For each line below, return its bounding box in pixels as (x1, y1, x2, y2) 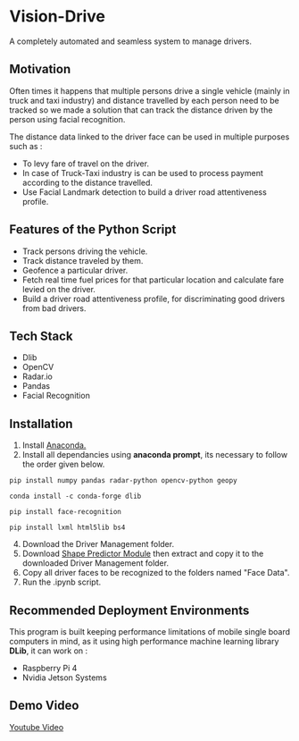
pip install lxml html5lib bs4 (9, 523, 126, 533)
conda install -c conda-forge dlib (9, 492, 142, 501)
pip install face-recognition (9, 508, 122, 517)
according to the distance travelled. (21, 177, 154, 188)
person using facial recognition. (9, 114, 126, 124)
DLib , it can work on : (9, 645, 88, 656)
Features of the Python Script (9, 222, 177, 238)
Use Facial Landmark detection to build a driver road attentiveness (21, 186, 268, 198)
